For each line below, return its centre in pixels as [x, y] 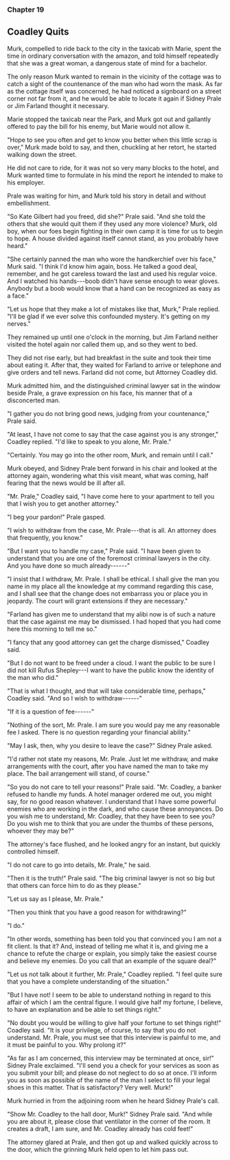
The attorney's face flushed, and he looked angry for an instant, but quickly [114, 844]
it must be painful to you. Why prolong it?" [67, 1044]
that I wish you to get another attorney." [63, 504]
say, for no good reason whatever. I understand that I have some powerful [112, 801]
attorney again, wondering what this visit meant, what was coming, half [108, 475]
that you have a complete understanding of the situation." [88, 981]
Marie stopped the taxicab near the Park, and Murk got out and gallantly [109, 119]
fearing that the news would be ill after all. [66, 483]
